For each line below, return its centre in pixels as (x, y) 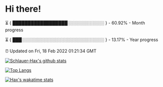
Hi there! (23, 9)
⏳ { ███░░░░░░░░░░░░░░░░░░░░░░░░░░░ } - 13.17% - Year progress (82, 40)
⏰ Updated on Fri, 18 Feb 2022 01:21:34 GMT (51, 51)
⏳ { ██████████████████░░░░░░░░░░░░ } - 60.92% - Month (75, 22)
